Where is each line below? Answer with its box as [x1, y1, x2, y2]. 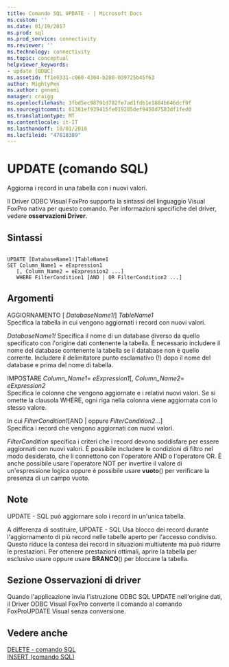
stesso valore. [7, 403, 47, 411]
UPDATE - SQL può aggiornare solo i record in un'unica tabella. [7, 512, 186, 520]
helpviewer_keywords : [7, 61, 69, 68]
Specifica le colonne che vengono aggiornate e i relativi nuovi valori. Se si [7, 389, 216, 397]
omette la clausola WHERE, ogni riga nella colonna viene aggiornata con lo [7, 396, 218, 404]
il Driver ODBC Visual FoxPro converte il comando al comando [7, 600, 182, 609]
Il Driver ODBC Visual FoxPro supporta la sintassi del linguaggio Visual [7, 197, 206, 206]
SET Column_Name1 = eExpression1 [7, 262, 103, 269]
